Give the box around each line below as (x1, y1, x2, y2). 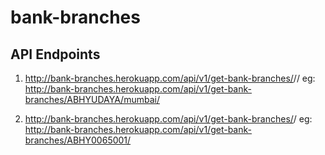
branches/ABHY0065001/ (24, 134, 132, 146)
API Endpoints (10, 46, 101, 63)
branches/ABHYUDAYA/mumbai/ (24, 94, 160, 105)
